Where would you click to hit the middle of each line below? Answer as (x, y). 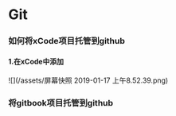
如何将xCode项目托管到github (67, 41)
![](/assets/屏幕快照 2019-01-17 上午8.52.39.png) (88, 80)
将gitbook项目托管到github (61, 103)
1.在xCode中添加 (36, 61)
